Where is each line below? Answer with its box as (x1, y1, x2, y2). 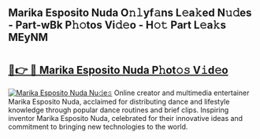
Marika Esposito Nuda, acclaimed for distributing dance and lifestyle (8, 97, 230, 106)
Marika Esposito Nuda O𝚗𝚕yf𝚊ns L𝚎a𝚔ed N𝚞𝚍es (8, 6, 252, 20)
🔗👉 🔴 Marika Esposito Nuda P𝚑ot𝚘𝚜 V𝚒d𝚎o (8, 63, 228, 77)
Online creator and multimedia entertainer (113, 88, 250, 97)
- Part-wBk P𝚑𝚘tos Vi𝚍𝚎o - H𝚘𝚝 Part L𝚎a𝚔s (8, 19, 227, 32)
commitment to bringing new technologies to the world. (8, 122, 188, 131)
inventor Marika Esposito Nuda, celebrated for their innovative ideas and (8, 114, 243, 123)
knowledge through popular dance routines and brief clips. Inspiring (8, 105, 229, 115)
